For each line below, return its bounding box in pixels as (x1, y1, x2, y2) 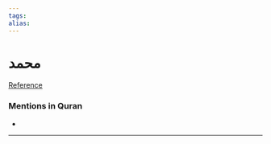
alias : (8, 19, 31, 27)
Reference (8, 80, 43, 90)
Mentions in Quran (8, 101, 83, 112)
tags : (8, 11, 27, 20)
